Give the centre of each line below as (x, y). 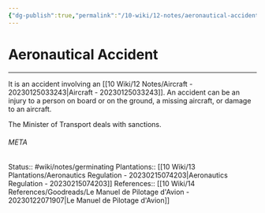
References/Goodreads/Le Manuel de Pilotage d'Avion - (99, 192)
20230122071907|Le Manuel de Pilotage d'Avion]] (89, 200)
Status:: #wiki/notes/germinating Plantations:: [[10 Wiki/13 (102, 166)
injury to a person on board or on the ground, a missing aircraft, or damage (130, 100)
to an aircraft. (30, 109)
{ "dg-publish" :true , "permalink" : (63, 15)
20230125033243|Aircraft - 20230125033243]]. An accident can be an (124, 92)
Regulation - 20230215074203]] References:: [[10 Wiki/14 (102, 183)
